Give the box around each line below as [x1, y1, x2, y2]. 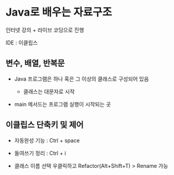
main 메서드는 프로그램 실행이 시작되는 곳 [14, 100, 111, 108]
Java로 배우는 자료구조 [5, 5, 112, 19]
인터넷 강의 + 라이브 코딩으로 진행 [5, 26, 84, 33]
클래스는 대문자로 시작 [23, 88, 75, 95]
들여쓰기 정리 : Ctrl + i [14, 149, 66, 156]
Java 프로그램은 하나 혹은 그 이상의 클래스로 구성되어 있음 [14, 75, 149, 82]
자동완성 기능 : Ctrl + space [14, 137, 80, 144]
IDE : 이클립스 [5, 39, 38, 46]
